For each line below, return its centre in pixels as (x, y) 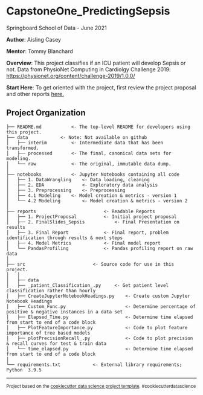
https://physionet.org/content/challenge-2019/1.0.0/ (71, 75)
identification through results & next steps (64, 238)
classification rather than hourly (51, 291)
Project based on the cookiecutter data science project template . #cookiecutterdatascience (101, 386)
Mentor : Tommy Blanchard (40, 51)
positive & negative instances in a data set (64, 312)
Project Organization (46, 113)
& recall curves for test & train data (56, 343)
